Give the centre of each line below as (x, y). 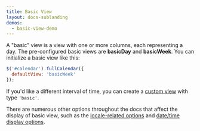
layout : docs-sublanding (37, 17)
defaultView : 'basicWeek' (44, 74)
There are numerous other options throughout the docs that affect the (92, 109)
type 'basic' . (23, 97)
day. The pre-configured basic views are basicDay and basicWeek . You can (100, 52)
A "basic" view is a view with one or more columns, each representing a (95, 45)
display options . (26, 121)
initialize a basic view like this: (43, 58)
